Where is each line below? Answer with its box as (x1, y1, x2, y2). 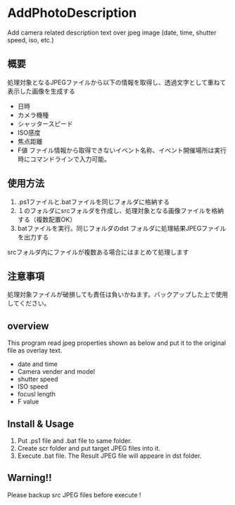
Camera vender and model (17, 367, 95, 376)
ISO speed (17, 382, 49, 391)
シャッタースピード (17, 119, 74, 128)
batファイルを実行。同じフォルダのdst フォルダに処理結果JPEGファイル (17, 224, 227, 232)
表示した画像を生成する (7, 87, 75, 95)
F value (17, 397, 39, 406)
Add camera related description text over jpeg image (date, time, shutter (7, 28, 217, 37)
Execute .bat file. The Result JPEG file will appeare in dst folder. (17, 451, 202, 460)
